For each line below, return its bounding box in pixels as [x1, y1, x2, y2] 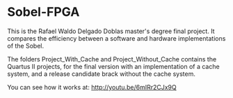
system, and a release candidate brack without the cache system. [7, 70, 196, 78]
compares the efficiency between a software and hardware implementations [7, 34, 226, 42]
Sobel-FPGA [7, 4, 80, 20]
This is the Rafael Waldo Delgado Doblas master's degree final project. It [7, 27, 215, 35]
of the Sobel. [7, 41, 45, 50]
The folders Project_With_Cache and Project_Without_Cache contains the [7, 55, 217, 63]
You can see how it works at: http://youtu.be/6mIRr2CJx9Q [7, 83, 177, 91]
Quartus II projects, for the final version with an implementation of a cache [7, 62, 220, 70]
